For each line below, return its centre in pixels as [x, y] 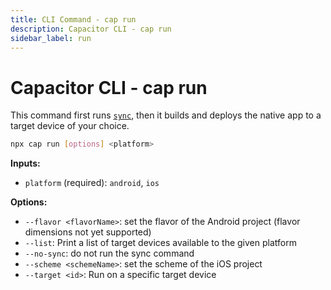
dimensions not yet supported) [88, 232]
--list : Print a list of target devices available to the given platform [160, 243]
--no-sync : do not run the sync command [109, 253]
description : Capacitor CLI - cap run [91, 29]
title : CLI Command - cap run [73, 19]
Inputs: [25, 163]
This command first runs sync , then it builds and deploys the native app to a [166, 115]
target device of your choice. [70, 126]
